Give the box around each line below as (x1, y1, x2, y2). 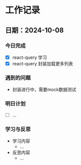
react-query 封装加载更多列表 (12, 60, 74, 66)
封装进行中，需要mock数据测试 (12, 87, 77, 93)
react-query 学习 (12, 54, 47, 60)
